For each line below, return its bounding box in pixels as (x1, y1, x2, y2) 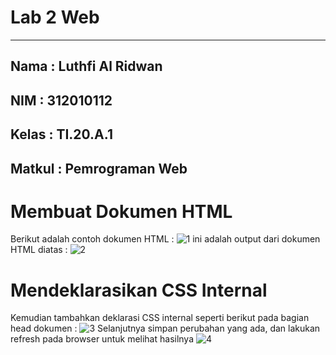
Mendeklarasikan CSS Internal (10, 279, 268, 301)
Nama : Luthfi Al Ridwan (10, 58, 163, 75)
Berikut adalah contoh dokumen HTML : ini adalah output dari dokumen (10, 233, 321, 245)
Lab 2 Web (10, 6, 100, 29)
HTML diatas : (10, 244, 68, 256)
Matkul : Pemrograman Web (10, 160, 188, 177)
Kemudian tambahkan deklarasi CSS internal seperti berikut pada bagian (10, 312, 310, 324)
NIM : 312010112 (10, 92, 113, 109)
